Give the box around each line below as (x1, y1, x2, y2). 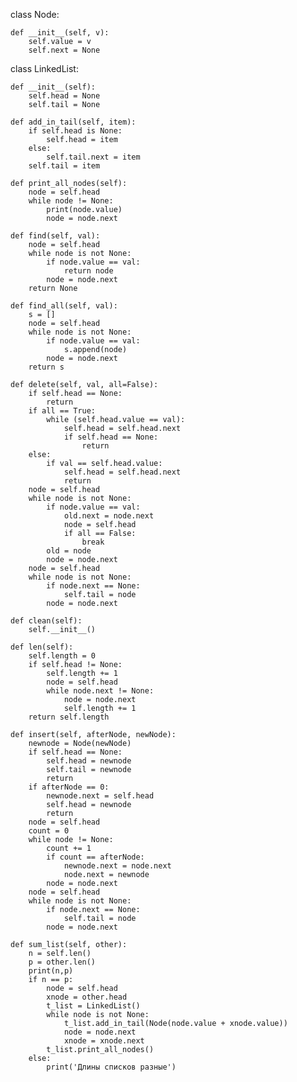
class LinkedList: (10, 63, 79, 74)
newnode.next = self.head (46, 791, 155, 801)
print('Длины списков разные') (46, 1062, 177, 1072)
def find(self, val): (10, 231, 101, 241)
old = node (46, 546, 92, 556)
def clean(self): (10, 616, 83, 626)
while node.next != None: (46, 686, 155, 696)
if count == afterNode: (46, 852, 145, 862)
